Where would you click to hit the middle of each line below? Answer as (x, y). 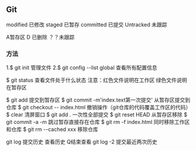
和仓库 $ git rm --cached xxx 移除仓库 (52, 129)
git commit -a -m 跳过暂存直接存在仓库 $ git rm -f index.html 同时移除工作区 (98, 122)
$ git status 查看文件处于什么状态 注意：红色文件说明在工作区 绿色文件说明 (97, 80)
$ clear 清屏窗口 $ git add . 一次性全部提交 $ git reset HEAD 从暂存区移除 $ (97, 115)
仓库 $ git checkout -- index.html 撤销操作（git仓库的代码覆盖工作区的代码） (99, 108)
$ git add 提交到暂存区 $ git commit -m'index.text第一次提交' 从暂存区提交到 (98, 100)
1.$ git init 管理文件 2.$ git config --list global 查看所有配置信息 (82, 68)
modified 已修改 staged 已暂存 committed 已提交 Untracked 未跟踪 (87, 24)
